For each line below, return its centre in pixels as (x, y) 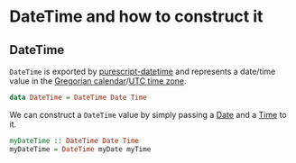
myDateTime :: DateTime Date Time (74, 140)
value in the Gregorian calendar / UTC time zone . (98, 81)
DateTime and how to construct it (136, 17)
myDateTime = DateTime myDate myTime (80, 149)
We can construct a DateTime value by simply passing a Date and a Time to (148, 114)
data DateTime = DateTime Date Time (78, 97)
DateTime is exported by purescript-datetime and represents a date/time (143, 71)
